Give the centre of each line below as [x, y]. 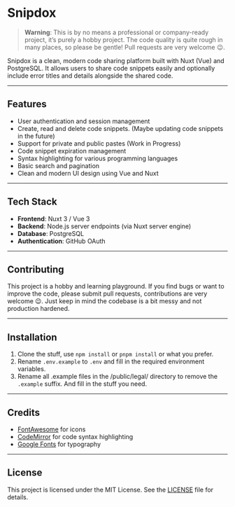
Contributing [36, 269]
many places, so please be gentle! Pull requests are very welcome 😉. [124, 47]
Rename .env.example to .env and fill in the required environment [111, 361]
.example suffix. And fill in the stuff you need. [82, 384]
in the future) [36, 136]
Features [27, 104]
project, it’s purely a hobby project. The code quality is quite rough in [123, 39]
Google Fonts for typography [59, 444]
